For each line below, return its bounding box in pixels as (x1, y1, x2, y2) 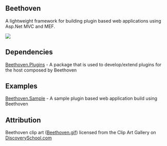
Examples (5, 82, 38, 90)
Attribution (5, 116, 41, 124)
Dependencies (5, 48, 53, 57)
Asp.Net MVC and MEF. (5, 23, 55, 29)
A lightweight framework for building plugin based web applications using (5, 17, 161, 24)
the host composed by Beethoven (5, 67, 77, 73)
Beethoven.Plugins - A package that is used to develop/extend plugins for (5, 61, 162, 67)
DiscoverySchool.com (5, 135, 52, 141)
